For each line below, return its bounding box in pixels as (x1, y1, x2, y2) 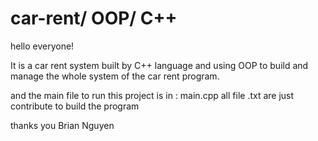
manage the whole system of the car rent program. (10, 70, 220, 82)
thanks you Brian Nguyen (10, 119, 115, 131)
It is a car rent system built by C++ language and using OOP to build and (10, 59, 309, 71)
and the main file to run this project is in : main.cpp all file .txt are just (10, 89, 295, 101)
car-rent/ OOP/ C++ (10, 7, 178, 30)
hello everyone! (10, 40, 75, 52)
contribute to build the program (10, 100, 140, 112)
